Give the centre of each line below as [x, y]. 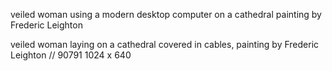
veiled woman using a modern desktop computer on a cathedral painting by [166, 14]
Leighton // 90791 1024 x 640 [71, 55]
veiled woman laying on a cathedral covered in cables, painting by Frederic [165, 44]
